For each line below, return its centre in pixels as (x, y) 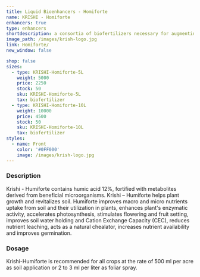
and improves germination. (39, 233)
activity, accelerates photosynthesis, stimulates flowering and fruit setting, (97, 214)
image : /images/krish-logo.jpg (56, 155)
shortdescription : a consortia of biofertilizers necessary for (87, 34)
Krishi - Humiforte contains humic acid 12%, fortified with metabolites (91, 188)
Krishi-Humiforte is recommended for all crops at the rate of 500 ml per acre (100, 262)
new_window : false (29, 51)
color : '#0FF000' (38, 149)
